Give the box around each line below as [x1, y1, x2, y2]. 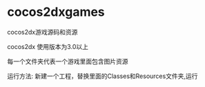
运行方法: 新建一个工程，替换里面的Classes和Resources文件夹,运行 [7, 72, 198, 80]
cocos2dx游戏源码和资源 [7, 28, 78, 36]
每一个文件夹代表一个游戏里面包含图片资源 [7, 57, 128, 66]
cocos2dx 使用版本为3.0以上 [7, 42, 88, 50]
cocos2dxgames [7, 4, 105, 20]
